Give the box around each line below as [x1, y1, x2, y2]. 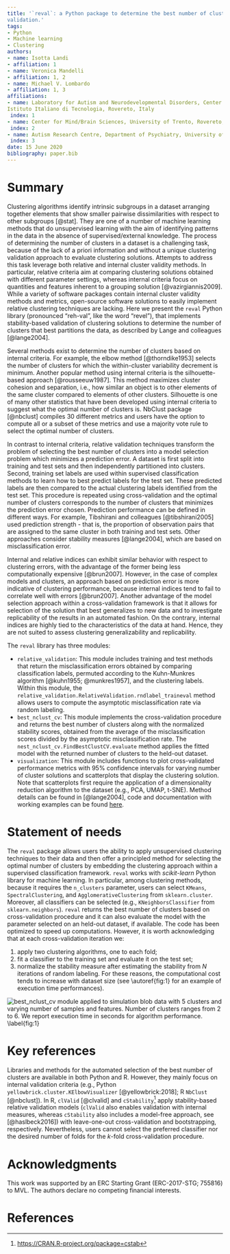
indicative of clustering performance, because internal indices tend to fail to [7, 584, 221, 593]
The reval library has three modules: [7, 641, 111, 650]
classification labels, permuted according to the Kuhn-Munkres [16, 669, 195, 677]
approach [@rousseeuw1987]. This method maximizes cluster [26, 376, 201, 384]
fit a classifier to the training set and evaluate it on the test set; [16, 955, 194, 963]
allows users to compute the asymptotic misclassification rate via [16, 698, 201, 706]
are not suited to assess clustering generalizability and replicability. [7, 628, 197, 636]
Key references [7, 1043, 96, 1059]
